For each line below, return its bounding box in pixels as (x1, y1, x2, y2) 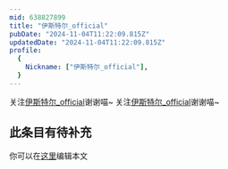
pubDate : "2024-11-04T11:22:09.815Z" (9, 29, 150, 38)
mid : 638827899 (9, 12, 66, 22)
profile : (9, 46, 42, 55)
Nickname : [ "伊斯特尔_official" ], (25, 63, 149, 72)
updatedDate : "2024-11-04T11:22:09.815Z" (9, 37, 166, 47)
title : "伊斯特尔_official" (9, 21, 109, 30)
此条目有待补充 (9, 125, 92, 141)
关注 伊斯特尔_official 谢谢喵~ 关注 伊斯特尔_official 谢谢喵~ (9, 96, 220, 107)
